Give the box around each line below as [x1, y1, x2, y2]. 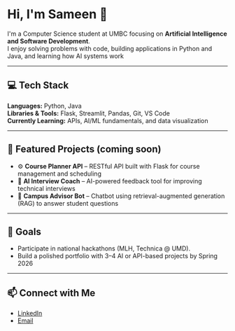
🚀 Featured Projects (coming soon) [7, 143, 162, 155]
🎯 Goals [7, 225, 42, 237]
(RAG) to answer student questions [17, 199, 119, 207]
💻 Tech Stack [7, 80, 69, 92]
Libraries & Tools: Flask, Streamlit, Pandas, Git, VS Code [7, 108, 170, 118]
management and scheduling [17, 169, 101, 178]
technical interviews [17, 184, 76, 192]
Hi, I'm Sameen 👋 [7, 6, 108, 22]
